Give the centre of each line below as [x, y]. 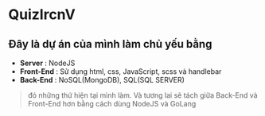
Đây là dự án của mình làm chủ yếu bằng [110, 44]
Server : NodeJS [47, 63]
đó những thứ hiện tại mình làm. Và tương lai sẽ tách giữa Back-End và [142, 95]
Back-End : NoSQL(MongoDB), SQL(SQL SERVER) [102, 80]
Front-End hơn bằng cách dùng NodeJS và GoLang [112, 104]
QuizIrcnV [42, 15]
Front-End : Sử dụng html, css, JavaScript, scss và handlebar [121, 72]
